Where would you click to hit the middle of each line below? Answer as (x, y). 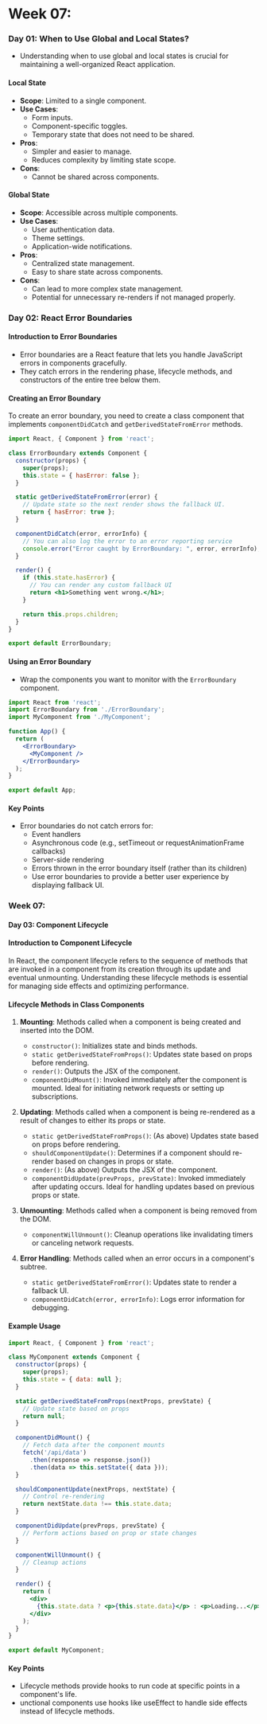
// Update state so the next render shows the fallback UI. (124, 505)
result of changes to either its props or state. (93, 1120)
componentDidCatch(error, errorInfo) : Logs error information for (138, 1300)
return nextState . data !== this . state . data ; (97, 1504)
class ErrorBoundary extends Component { (78, 453)
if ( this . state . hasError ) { (69, 578)
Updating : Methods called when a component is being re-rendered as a (137, 1112)
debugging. (50, 1308)
